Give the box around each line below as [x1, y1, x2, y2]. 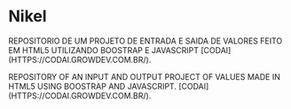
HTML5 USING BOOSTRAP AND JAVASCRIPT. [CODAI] [8, 81, 209, 91]
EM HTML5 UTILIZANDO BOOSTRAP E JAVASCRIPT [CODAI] [8, 44, 232, 55]
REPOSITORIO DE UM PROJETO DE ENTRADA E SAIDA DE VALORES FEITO [8, 35, 283, 46]
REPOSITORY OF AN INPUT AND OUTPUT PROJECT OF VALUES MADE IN [8, 71, 280, 82]
